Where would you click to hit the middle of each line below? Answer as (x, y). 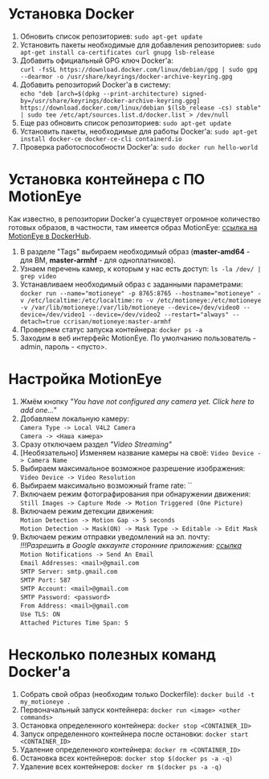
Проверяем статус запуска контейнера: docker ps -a (111, 329)
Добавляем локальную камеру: (75, 418)
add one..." (38, 410)
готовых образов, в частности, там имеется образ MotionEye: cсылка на (133, 227)
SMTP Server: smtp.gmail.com (69, 571)
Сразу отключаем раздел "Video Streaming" (96, 444)
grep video (38, 276)
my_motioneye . (45, 702)
